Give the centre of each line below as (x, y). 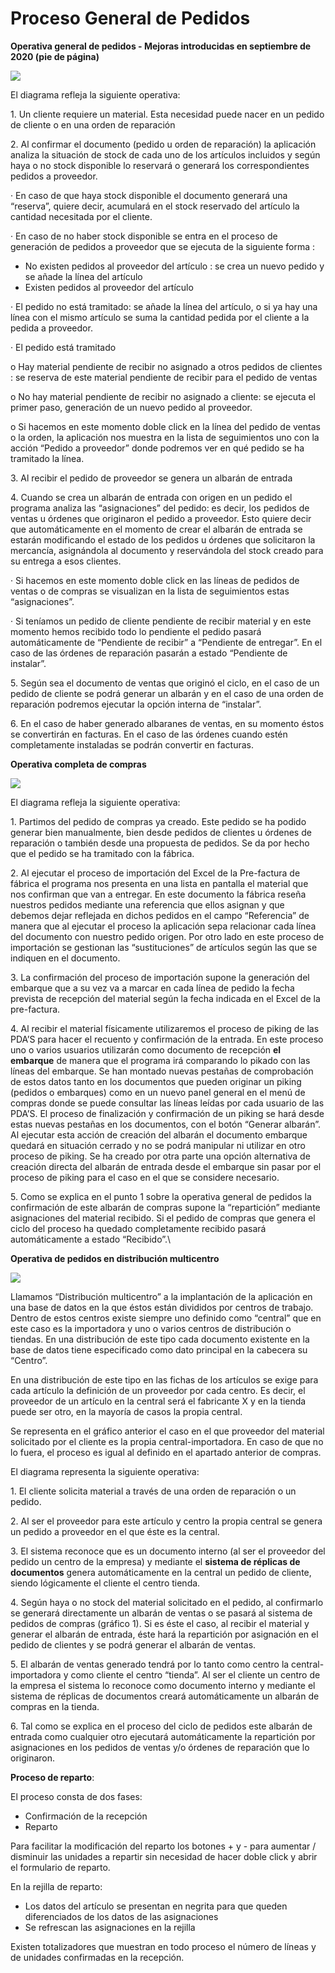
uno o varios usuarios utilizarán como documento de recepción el (146, 1049)
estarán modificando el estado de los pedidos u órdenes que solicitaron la (163, 539)
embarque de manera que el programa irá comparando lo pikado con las (160, 1060)
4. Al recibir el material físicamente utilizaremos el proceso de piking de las (165, 1028)
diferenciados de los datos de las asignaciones (121, 1916)
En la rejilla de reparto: (56, 1886)
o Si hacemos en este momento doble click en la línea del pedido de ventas (165, 426)
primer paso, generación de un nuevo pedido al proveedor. (131, 407)
